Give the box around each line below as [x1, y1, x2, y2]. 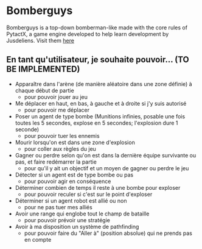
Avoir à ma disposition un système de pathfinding [15, 223, 139, 230]
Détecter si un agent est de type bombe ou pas [15, 171, 134, 178]
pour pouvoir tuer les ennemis [24, 132, 100, 139]
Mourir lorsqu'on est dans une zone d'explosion [15, 139, 135, 146]
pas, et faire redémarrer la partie [15, 158, 97, 165]
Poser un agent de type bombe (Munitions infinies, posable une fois [15, 112, 186, 120]
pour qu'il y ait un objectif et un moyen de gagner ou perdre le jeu [24, 164, 189, 171]
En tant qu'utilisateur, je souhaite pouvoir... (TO [6, 54, 190, 65]
